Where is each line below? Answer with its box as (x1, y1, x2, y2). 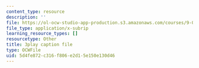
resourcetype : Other (6, 36, 57, 42)
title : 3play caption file (6, 42, 73, 48)
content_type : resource (6, 8, 65, 15)
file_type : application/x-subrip (6, 25, 89, 31)
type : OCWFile (6, 47, 41, 53)
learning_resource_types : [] (6, 31, 78, 37)
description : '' (6, 14, 46, 20)
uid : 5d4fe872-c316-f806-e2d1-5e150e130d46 (6, 53, 115, 59)
